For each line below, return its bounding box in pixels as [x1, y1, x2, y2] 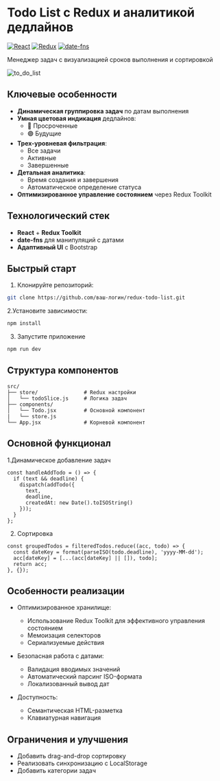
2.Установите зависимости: [7, 307, 88, 315]
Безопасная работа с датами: [16, 652, 104, 660]
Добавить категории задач [16, 767, 97, 775]
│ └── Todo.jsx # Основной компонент [7, 407, 146, 414]
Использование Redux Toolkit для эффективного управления [27, 617, 206, 625]
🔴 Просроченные [27, 122, 78, 130]
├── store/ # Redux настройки [7, 389, 136, 396]
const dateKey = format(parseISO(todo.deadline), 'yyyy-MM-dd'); [13, 548, 204, 556]
